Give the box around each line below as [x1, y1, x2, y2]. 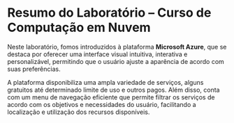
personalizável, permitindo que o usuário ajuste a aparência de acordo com [7, 57, 225, 65]
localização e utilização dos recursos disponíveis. [7, 108, 150, 116]
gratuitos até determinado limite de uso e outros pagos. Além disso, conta [7, 85, 220, 94]
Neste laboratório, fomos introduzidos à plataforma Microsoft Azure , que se [7, 42, 227, 51]
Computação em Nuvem [7, 19, 152, 35]
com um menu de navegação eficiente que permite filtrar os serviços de [7, 92, 215, 101]
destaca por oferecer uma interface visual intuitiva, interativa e [7, 50, 188, 58]
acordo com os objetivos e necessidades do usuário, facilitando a [7, 100, 197, 108]
